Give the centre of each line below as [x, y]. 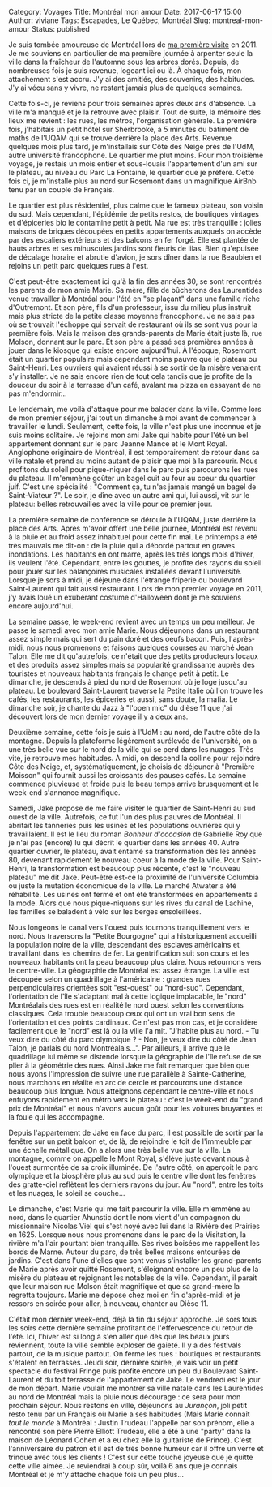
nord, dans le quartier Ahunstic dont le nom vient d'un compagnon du [125, 1217]
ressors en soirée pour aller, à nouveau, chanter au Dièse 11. [108, 1304]
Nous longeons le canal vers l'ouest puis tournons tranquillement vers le [129, 927]
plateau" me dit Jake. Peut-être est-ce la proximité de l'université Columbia [134, 877]
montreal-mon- [237, 20]
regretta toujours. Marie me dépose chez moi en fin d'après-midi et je [124, 1295]
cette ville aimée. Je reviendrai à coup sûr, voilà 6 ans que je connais [123, 1466]
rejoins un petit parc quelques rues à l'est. [79, 266]
